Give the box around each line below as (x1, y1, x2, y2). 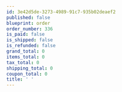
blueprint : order (6, 20, 51, 26)
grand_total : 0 (6, 48, 45, 54)
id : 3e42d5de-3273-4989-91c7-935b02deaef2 (6, 8, 116, 15)
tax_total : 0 (6, 59, 40, 65)
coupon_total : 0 (6, 71, 48, 77)
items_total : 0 (6, 54, 45, 60)
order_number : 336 (6, 25, 53, 32)
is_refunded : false (6, 43, 56, 49)
